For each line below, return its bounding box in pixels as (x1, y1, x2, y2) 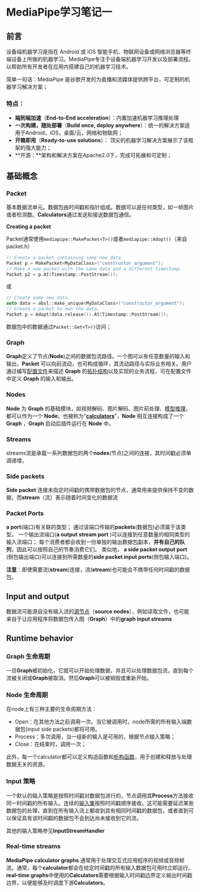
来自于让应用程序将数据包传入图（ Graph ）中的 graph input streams (6, 615, 173, 622)
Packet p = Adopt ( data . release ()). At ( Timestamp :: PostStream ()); (6, 311, 169, 317)
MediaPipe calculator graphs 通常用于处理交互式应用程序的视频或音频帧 (6, 856, 185, 864)
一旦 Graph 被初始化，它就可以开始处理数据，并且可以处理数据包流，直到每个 (6, 667, 194, 674)
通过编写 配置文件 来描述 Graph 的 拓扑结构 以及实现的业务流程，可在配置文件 (6, 368, 192, 375)
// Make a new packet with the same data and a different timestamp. (6, 265, 183, 272)
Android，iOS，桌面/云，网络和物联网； (25, 129, 123, 136)
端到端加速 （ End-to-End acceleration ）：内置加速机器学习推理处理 (14, 114, 179, 121)
